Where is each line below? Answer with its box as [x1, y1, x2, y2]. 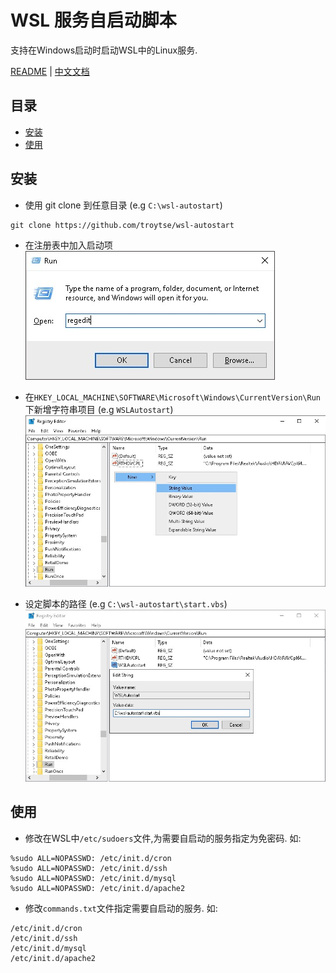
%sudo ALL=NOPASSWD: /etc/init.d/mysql [10, 873, 177, 883]
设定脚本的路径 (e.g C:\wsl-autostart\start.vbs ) [24, 598, 228, 610]
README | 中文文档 [10, 65, 90, 77]
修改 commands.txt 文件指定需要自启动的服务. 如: [24, 902, 218, 914]
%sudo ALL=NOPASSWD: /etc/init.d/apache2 [10, 883, 186, 893]
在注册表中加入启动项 [24, 239, 113, 251]
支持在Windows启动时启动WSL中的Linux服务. [10, 44, 198, 56]
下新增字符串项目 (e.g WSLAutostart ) [24, 403, 174, 415]
